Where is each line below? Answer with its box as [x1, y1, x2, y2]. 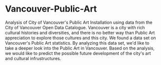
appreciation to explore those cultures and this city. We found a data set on [5, 35, 156, 41]
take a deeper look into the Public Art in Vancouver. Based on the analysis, [5, 45, 155, 51]
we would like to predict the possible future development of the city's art [5, 50, 151, 56]
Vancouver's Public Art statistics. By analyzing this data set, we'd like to [5, 40, 150, 46]
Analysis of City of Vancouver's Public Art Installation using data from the [5, 19, 153, 25]
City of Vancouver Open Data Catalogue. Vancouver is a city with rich [5, 24, 145, 30]
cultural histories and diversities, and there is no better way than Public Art [5, 30, 155, 35]
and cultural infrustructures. [5, 55, 61, 61]
